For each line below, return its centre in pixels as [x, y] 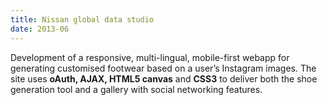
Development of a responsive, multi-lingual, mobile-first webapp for [150, 57]
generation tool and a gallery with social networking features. [136, 89]
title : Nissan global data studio [82, 19]
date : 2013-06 [40, 29]
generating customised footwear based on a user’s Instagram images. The [163, 68]
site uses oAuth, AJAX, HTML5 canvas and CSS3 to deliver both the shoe [164, 78]
